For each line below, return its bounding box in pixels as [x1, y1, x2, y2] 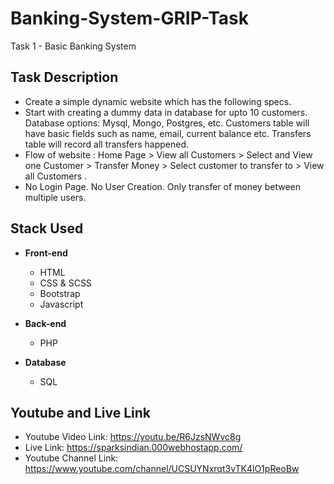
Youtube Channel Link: [24, 452, 119, 464]
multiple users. [24, 191, 87, 203]
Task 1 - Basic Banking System [10, 40, 137, 52]
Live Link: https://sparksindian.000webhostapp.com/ [24, 442, 243, 454]
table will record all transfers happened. [24, 138, 190, 150]
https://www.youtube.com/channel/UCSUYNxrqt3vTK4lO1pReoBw [24, 463, 300, 475]
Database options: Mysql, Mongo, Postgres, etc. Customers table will [24, 117, 310, 129]
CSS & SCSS [39, 277, 92, 289]
